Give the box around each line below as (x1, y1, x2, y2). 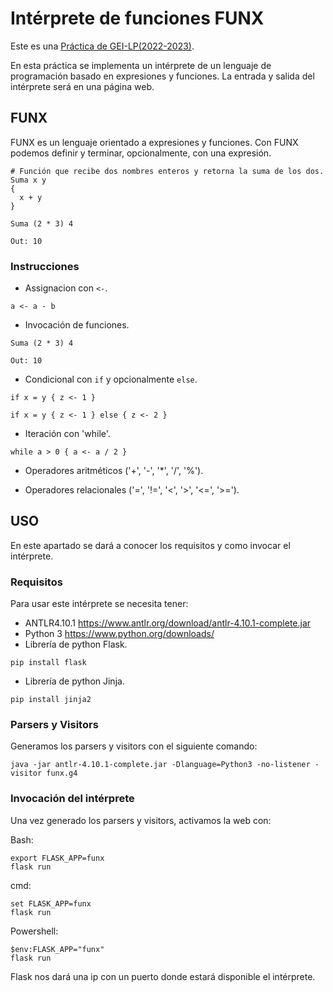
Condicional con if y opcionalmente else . (24, 373, 198, 386)
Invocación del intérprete (10, 792, 135, 806)
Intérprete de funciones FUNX (10, 7, 265, 30)
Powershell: (10, 925, 59, 937)
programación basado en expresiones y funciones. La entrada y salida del (10, 70, 315, 82)
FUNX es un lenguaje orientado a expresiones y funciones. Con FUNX (10, 136, 299, 148)
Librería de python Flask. (24, 638, 128, 651)
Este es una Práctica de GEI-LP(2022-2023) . (10, 40, 195, 52)
